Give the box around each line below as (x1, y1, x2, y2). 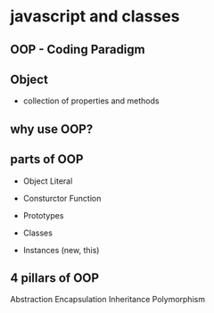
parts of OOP (10, 152, 84, 167)
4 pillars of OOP (10, 270, 100, 285)
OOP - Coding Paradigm (10, 42, 145, 57)
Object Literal (22, 176, 73, 186)
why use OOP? (10, 121, 94, 136)
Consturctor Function (22, 193, 102, 203)
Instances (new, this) (22, 244, 100, 255)
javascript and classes (10, 6, 180, 27)
